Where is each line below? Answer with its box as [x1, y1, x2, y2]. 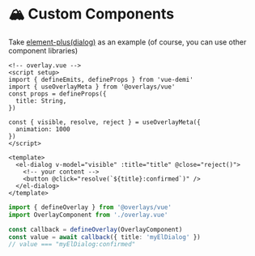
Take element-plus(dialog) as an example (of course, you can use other [8, 36, 247, 47]
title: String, [15, 96, 67, 105]
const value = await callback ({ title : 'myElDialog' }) [8, 233, 201, 241]
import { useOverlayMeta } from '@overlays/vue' [8, 83, 176, 91]
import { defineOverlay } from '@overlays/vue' [8, 203, 172, 211]
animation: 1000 [15, 125, 70, 133]
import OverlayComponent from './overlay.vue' [8, 211, 168, 219]
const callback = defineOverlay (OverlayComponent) [8, 225, 183, 233]
